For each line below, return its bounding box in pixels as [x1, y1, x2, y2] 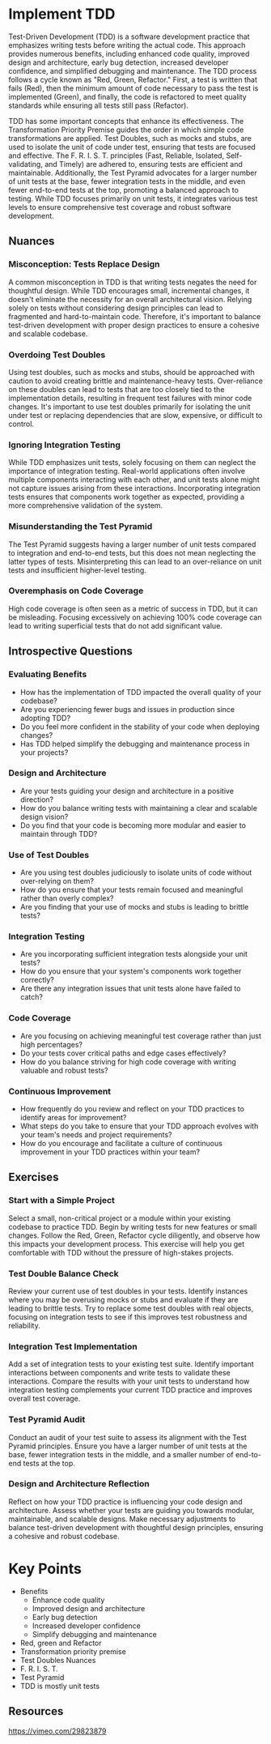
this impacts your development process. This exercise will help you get [8, 1239, 245, 1248]
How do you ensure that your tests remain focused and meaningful [19, 885, 243, 895]
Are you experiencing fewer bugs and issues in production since [19, 704, 235, 714]
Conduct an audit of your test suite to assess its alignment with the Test [8, 1432, 247, 1442]
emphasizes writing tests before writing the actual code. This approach [8, 40, 246, 49]
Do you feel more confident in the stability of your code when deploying [19, 722, 260, 731]
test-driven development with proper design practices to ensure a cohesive [8, 320, 260, 330]
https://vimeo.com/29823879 [8, 1726, 107, 1736]
